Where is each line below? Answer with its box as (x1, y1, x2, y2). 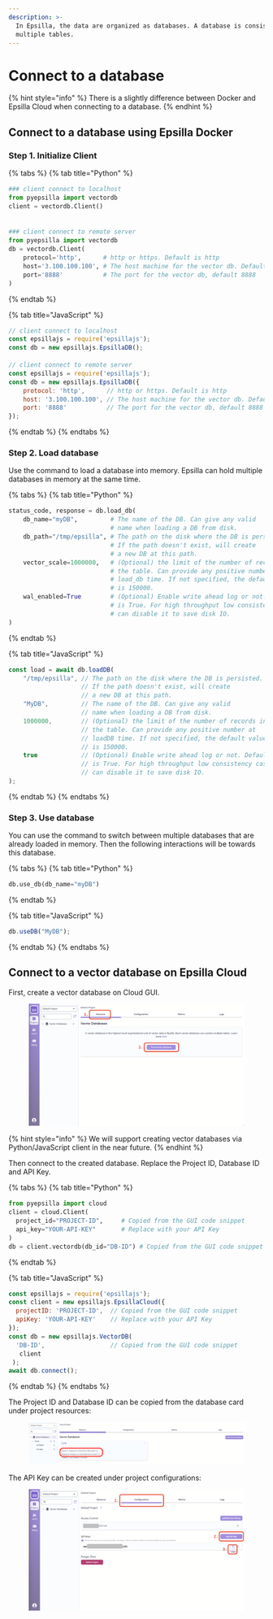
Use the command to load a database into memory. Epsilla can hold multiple (8, 466, 262, 476)
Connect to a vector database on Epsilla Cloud (8, 966, 248, 980)
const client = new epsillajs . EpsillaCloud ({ (8, 1298, 165, 1307)
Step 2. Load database (8, 447, 99, 459)
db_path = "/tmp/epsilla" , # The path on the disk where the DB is (23, 533, 249, 541)
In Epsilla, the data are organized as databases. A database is (15, 21, 242, 30)
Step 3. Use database (8, 812, 95, 823)
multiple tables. (15, 30, 75, 38)
